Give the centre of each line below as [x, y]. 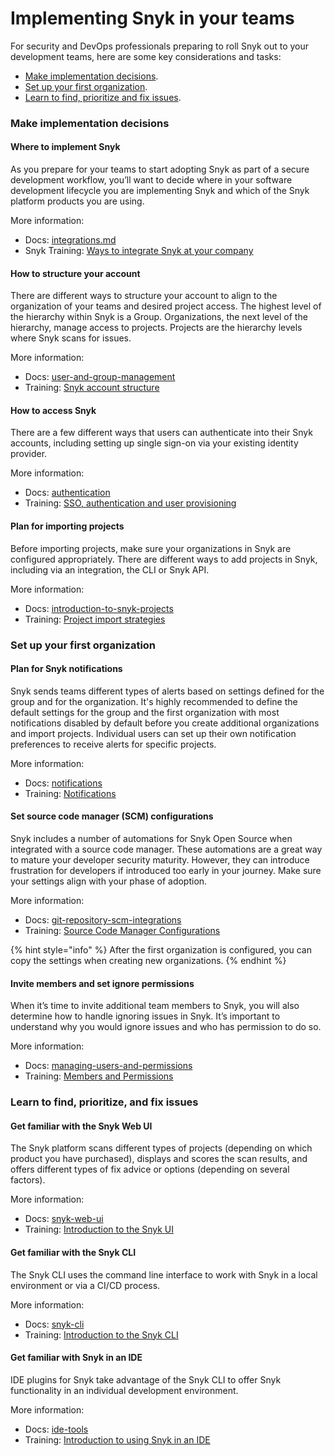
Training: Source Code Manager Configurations [122, 930]
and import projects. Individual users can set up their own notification [153, 733]
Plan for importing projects [67, 526]
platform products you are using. [77, 201]
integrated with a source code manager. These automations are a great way [166, 849]
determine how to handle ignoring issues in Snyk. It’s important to [145, 1016]
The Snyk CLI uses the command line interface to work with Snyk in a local [164, 1274]
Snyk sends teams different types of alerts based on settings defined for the [167, 691]
